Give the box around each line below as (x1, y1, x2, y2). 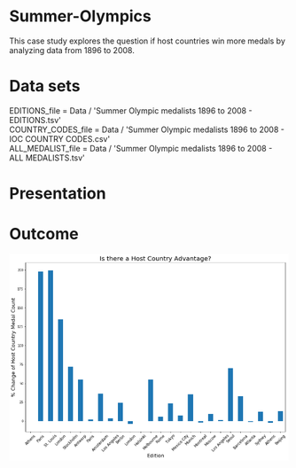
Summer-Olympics (9, 6, 152, 27)
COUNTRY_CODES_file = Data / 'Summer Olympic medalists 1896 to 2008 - (9, 124, 285, 135)
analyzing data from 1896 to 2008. (9, 44, 135, 55)
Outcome (9, 224, 79, 245)
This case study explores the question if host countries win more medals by (9, 35, 286, 46)
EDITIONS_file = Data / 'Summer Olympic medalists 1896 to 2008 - (9, 105, 253, 116)
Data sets (9, 76, 81, 97)
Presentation (9, 183, 106, 204)
